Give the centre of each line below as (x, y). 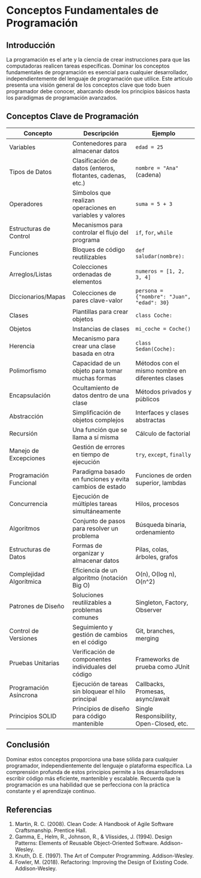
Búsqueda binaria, (161, 525)
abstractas (150, 420)
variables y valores (99, 215)
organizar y (88, 553)
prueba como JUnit (162, 666)
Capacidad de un (96, 363)
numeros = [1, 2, (160, 271)
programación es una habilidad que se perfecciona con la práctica (88, 785)
